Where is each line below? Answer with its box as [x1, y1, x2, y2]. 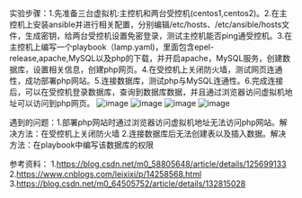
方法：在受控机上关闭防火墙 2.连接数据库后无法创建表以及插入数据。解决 [16, 129, 287, 139]
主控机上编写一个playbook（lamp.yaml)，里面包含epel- [9, 41, 214, 52]
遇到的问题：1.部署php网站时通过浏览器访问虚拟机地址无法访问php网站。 [9, 117, 280, 128]
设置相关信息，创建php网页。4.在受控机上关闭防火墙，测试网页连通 [32, 64, 283, 75]
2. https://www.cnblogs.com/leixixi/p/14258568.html [9, 169, 202, 179]
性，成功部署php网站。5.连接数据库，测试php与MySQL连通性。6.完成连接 [9, 76, 284, 85]
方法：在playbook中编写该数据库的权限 [9, 139, 155, 150]
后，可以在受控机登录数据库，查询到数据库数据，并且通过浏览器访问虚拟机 [9, 86, 285, 97]
